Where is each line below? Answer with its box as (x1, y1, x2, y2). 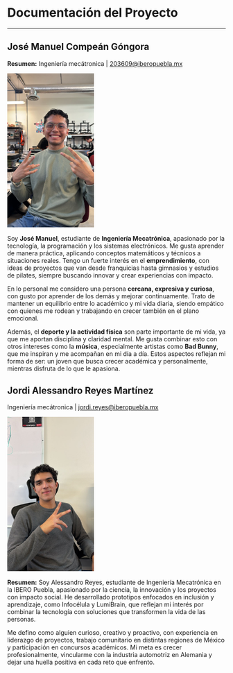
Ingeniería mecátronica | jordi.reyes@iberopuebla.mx (7, 403, 159, 411)
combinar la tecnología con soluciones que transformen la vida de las (7, 607, 206, 615)
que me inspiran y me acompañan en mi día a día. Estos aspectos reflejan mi (7, 350, 226, 358)
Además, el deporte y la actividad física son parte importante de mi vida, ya (7, 327, 226, 336)
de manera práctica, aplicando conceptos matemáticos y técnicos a (7, 249, 201, 257)
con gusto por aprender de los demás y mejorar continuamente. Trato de (7, 292, 216, 300)
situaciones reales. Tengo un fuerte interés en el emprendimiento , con (7, 257, 210, 265)
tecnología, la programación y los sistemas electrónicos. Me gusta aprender (7, 241, 224, 250)
